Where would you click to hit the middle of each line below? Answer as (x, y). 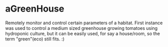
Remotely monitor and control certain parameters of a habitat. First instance (84, 23)
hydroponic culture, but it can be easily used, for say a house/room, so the (83, 33)
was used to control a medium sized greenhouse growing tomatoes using (81, 28)
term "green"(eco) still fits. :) (35, 39)
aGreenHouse (35, 9)
